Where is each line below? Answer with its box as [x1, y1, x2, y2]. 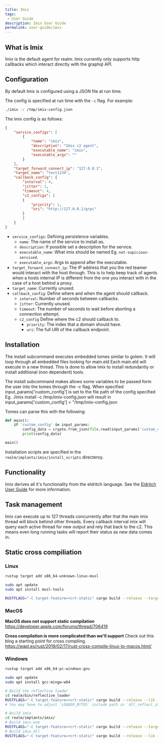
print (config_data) [22, 431, 62, 437]
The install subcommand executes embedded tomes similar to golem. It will [5, 354, 156, 359]
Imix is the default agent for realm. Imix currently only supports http [5, 56, 140, 62]
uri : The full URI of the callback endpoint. [26, 326, 110, 332]
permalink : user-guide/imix [5, 25, 62, 30]
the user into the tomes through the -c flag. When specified [5, 384, 124, 389]
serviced [19, 255, 37, 260]
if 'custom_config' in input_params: [14, 423, 90, 427]
